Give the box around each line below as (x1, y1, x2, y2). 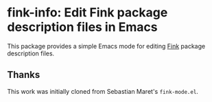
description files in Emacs (7, 19, 158, 35)
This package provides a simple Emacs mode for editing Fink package (7, 42, 206, 50)
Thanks (7, 69, 40, 81)
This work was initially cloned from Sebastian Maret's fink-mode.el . (7, 87, 199, 95)
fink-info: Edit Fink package (7, 5, 168, 21)
